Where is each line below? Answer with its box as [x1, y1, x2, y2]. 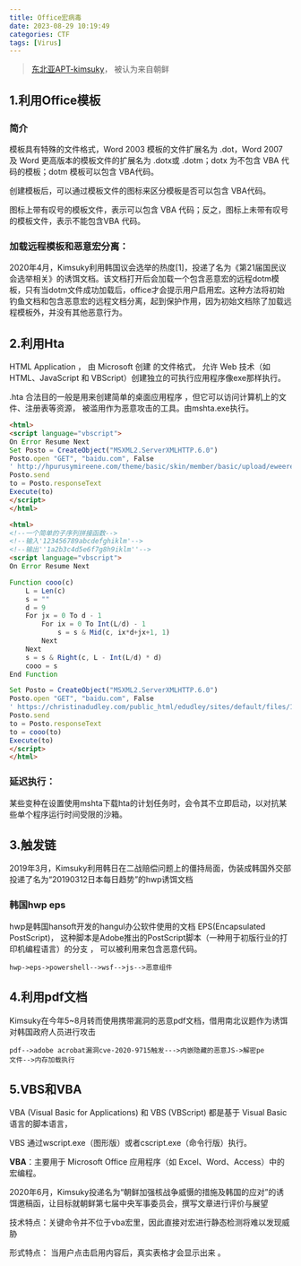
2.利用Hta [9, 335, 65, 351]
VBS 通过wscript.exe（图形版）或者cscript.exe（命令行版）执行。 [9, 1138, 253, 1149]
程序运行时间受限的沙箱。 [32, 809, 127, 819]
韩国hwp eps [9, 898, 66, 911]
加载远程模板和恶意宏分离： [9, 239, 129, 252]
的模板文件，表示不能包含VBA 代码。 [9, 215, 146, 226]
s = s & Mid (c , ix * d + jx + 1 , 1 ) [56, 629, 170, 637]
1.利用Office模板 [9, 92, 101, 108]
